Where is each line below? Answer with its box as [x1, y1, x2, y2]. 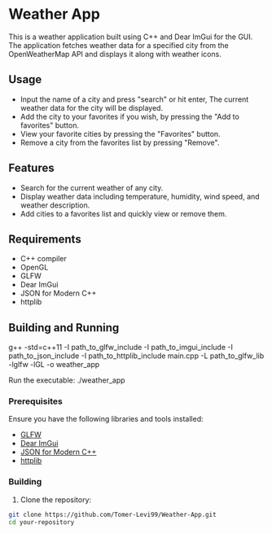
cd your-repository [8, 518, 75, 526]
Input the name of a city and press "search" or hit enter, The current [20, 94, 249, 104]
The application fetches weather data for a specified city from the [8, 40, 230, 50]
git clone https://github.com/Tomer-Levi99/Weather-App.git [8, 510, 217, 519]
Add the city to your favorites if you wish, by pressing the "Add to [20, 112, 240, 121]
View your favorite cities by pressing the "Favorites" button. [20, 129, 222, 138]
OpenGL [20, 262, 49, 273]
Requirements [8, 232, 81, 246]
